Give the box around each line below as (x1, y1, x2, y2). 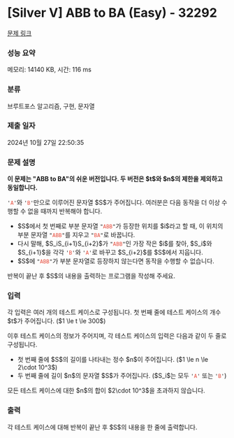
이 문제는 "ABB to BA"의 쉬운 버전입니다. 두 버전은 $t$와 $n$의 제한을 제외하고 (7, 175, 224, 183)
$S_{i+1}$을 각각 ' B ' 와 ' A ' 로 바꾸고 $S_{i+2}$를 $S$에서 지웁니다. (17, 248, 204, 257)
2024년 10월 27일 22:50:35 (7, 138, 85, 146)
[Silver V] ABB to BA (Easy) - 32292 (7, 5, 218, 21)
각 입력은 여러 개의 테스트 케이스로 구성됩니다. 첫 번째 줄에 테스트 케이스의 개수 (7, 308, 221, 316)
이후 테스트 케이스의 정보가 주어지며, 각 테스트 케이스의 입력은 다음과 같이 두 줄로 (7, 332, 227, 340)
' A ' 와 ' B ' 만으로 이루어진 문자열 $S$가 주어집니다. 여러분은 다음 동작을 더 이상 (7, 198, 220, 207)
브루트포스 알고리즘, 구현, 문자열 (7, 101, 96, 110)
